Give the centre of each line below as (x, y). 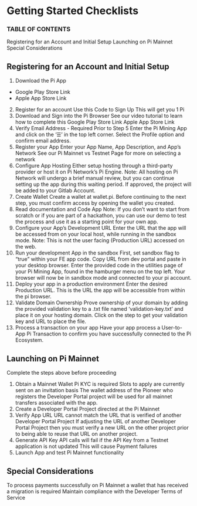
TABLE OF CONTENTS (39, 29)
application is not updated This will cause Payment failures (86, 446)
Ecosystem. (29, 340)
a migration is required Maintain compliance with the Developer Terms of (94, 491)
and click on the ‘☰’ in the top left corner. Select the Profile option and (100, 135)
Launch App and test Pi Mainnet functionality (69, 453)
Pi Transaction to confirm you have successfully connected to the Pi (109, 334)
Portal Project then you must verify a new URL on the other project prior (102, 428)
